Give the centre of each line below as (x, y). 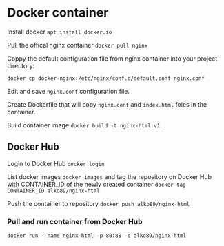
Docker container (58, 13)
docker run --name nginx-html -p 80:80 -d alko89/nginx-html (97, 236)
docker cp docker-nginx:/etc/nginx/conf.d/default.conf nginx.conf (106, 78)
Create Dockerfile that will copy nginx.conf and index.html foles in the (107, 104)
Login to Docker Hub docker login (56, 163)
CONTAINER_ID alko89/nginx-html (53, 191)
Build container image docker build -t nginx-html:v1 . (87, 125)
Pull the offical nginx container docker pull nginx (78, 45)
